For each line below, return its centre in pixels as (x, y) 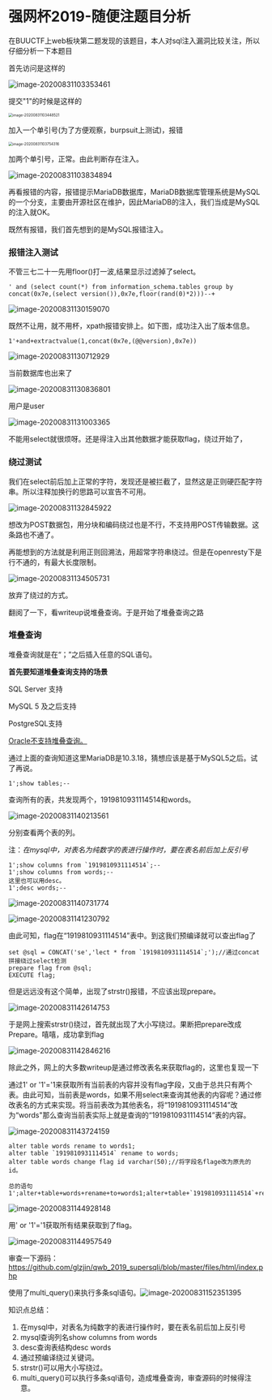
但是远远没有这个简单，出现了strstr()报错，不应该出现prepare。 (115, 991)
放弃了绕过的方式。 (40, 595)
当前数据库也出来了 (40, 373)
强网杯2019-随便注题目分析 (100, 17)
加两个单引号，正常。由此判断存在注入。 (76, 158)
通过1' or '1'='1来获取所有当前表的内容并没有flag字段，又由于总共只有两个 (130, 1084)
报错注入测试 (34, 252)
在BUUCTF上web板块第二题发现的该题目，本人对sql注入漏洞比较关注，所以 (134, 41)
